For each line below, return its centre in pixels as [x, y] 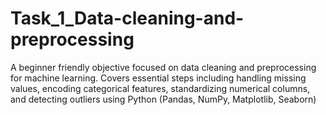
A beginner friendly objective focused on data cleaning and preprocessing [163, 67]
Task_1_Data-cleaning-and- [127, 18]
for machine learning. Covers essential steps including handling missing [158, 78]
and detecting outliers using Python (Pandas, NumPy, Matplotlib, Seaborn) [163, 99]
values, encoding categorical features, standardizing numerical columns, [160, 88]
